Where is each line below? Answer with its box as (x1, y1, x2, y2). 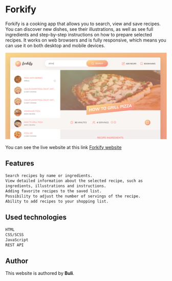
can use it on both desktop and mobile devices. (5, 42, 105, 48)
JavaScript (5, 237, 29, 242)
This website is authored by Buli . (5, 270, 74, 276)
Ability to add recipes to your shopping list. (5, 199, 109, 204)
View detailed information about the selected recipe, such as (5, 178, 143, 183)
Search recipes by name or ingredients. (5, 173, 93, 178)
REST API (5, 242, 24, 248)
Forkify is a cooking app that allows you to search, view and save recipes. (5, 21, 161, 27)
